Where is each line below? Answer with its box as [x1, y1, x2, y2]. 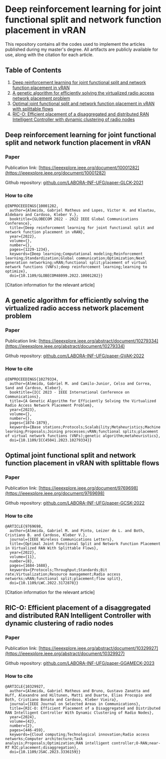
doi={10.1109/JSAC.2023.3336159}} [9, 749, 81, 755]
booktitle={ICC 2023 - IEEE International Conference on [9, 390, 130, 395]
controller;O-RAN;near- [111, 741, 161, 746]
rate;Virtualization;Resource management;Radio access [5, 571, 121, 577]
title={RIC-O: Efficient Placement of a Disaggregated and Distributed [9, 706, 161, 711]
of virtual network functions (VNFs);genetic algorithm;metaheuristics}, [5, 433, 161, 438]
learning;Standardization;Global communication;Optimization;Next [5, 255, 145, 261]
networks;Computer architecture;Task [5, 736, 83, 741]
